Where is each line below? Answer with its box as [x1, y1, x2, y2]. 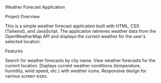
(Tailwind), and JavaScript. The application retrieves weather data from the [5, 28, 157, 34]
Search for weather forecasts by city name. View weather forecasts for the [5, 58, 156, 63]
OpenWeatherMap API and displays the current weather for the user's [5, 34, 146, 39]
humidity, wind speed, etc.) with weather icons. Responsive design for [5, 68, 147, 74]
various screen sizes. [5, 73, 48, 79]
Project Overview [5, 14, 40, 19]
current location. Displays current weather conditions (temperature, [5, 63, 141, 68]
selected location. [5, 39, 41, 44]
